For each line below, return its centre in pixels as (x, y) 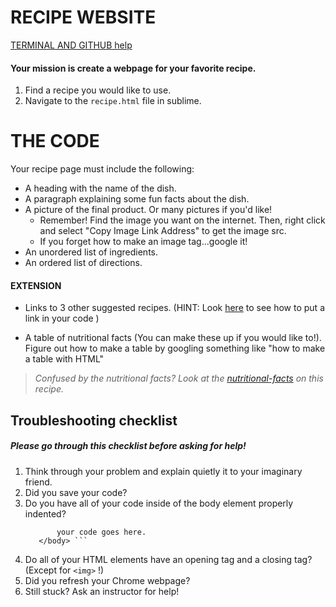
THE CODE (55, 141)
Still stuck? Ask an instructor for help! (102, 591)
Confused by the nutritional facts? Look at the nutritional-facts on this (179, 378)
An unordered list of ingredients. (91, 252)
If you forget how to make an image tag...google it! (143, 242)
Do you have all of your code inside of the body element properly (159, 503)
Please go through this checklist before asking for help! (128, 446)
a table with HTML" (64, 359)
